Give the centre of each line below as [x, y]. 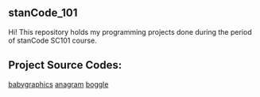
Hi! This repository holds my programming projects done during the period [130, 32]
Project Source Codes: [65, 65]
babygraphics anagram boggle [58, 84]
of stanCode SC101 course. [52, 40]
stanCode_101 [43, 13]
